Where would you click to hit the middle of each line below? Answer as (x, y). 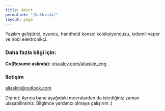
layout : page (19, 19)
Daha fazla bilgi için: (31, 52)
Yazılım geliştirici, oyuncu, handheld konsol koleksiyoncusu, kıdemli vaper (83, 34)
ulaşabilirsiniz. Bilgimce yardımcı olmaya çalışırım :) (59, 103)
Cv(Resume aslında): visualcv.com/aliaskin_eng (56, 64)
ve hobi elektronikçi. (26, 39)
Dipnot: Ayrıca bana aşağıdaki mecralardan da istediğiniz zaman (73, 98)
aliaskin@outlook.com (29, 88)
